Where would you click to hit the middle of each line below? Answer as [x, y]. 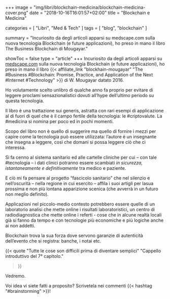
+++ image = [19, 7]
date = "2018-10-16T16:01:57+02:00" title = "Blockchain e [90, 13]
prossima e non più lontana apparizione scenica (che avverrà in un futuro [82, 189]
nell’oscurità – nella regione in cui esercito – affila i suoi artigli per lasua [79, 183]
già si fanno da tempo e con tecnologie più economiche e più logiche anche [84, 220]
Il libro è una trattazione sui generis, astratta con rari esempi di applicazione [84, 111]
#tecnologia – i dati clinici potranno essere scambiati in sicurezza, [74, 163]
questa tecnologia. [25, 101]
